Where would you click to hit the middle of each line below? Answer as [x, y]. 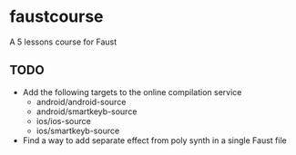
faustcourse [56, 17]
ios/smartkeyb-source [78, 131]
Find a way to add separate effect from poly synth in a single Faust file [154, 140]
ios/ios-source [63, 121]
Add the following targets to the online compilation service [132, 92]
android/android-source [81, 102]
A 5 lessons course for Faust [63, 42]
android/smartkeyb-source [87, 111]
